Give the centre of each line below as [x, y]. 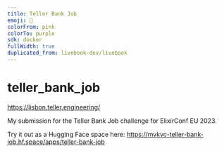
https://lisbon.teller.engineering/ [54, 107]
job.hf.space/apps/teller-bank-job [56, 142]
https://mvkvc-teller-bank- [165, 134]
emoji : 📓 [20, 20]
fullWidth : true [31, 46]
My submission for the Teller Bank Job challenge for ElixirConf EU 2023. [112, 121]
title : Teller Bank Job [42, 14]
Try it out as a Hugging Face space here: [66, 134]
